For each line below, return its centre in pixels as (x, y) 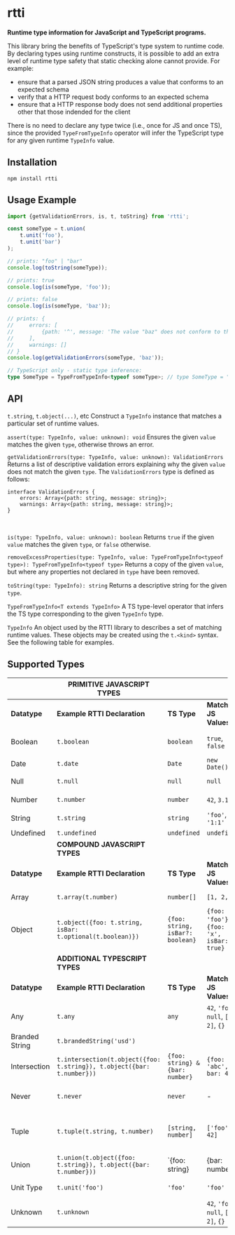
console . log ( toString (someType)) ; (58, 268)
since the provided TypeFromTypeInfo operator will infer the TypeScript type (115, 133)
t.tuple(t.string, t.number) (105, 1131)
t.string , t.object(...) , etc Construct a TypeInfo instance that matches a (115, 416)
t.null (68, 781)
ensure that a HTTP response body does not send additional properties (120, 104)
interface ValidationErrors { (51, 492)
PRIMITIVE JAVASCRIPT (109, 684)
